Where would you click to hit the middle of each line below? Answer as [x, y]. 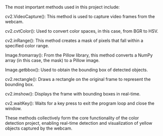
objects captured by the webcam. [39, 128]
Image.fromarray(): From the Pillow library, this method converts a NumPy [79, 55]
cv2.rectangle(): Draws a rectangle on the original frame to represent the [78, 79]
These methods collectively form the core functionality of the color [72, 118]
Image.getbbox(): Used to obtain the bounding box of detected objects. [77, 70]
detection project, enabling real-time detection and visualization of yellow [79, 123]
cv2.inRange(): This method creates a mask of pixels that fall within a [74, 40]
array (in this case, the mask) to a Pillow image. [52, 60]
